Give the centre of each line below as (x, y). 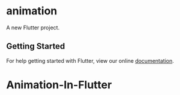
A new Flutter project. (33, 27)
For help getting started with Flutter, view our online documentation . (90, 60)
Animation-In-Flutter (59, 85)
